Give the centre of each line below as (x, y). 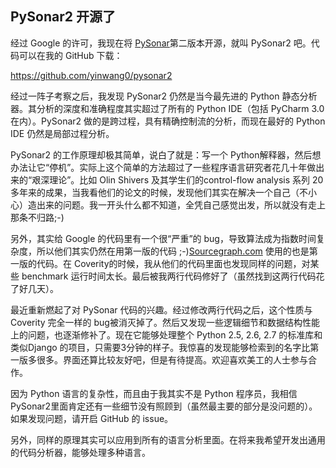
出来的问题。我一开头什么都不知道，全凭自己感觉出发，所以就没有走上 (181, 204)
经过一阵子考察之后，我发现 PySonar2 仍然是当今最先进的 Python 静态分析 (164, 96)
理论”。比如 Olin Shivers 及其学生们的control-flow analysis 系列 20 (186, 179)
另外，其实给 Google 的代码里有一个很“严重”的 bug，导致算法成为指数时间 (163, 238)
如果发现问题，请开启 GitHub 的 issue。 (92, 418)
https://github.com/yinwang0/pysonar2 (91, 75)
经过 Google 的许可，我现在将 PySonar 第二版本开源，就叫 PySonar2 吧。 (161, 43)
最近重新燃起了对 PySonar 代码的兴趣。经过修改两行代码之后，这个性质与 (161, 309)
